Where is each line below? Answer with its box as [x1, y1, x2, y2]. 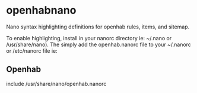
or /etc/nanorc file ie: [6, 47, 58, 54]
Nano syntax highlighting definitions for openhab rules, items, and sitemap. [6, 23, 190, 30]
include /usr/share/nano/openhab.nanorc [6, 80, 107, 87]
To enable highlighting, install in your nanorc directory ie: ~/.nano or [6, 34, 172, 41]
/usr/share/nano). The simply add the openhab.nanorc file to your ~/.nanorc [6, 41, 192, 48]
